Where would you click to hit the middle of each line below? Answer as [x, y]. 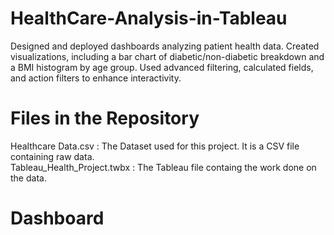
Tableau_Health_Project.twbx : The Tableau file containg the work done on [163, 167]
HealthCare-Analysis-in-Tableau [149, 18]
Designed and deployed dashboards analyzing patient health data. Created [165, 46]
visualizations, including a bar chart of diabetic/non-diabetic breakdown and [167, 56]
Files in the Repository [105, 118]
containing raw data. [52, 156]
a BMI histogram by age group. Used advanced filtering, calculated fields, [162, 67]
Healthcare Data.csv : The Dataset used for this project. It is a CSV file [155, 146]
